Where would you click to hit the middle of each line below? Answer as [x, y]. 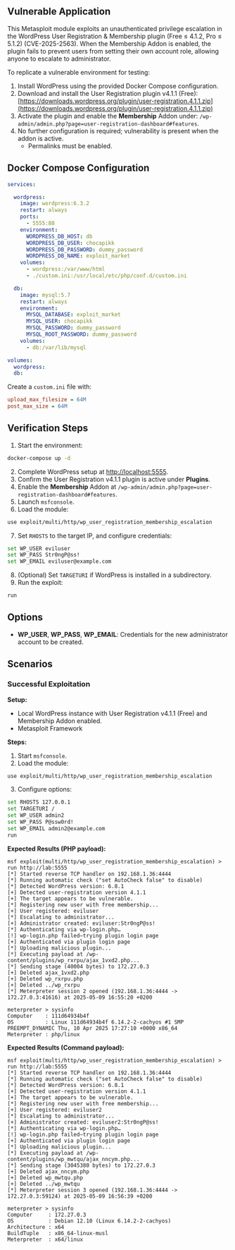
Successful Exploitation [49, 684]
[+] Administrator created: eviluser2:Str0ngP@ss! [83, 1122]
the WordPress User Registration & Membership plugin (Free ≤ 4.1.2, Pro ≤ [115, 36]
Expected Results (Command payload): [66, 1048]
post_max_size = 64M [38, 406]
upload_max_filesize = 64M [47, 400]
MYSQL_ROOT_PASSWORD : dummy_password [81, 334]
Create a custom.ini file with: [50, 387]
